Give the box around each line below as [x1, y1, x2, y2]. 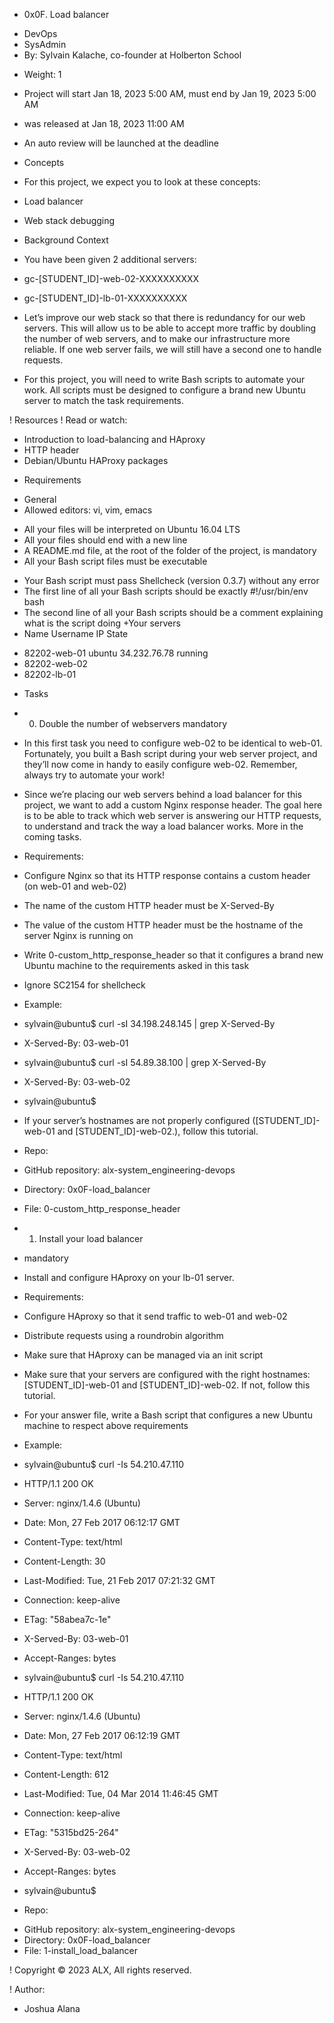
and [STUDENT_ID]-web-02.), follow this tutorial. [57, 1125, 259, 1137]
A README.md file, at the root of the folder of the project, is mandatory [23, 545, 317, 556]
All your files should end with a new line [23, 534, 188, 546]
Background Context [23, 234, 109, 246]
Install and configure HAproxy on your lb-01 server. [23, 1272, 235, 1283]
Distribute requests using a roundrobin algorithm [23, 1330, 224, 1341]
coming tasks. [23, 831, 82, 843]
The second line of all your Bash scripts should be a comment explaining [23, 607, 324, 618]
